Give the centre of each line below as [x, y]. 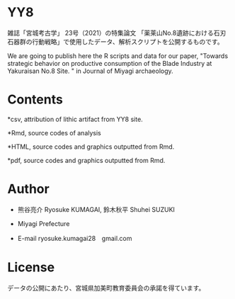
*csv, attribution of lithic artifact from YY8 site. [75, 119]
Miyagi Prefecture [44, 223]
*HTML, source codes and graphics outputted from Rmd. [91, 147]
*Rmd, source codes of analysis [54, 132]
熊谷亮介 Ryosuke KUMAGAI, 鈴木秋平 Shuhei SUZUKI [96, 209]
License [31, 267]
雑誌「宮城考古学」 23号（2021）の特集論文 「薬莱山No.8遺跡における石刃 [117, 33]
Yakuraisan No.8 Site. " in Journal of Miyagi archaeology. [90, 71]
